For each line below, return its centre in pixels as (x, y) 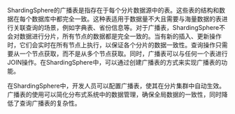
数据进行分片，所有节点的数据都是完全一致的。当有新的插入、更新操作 (120, 36)
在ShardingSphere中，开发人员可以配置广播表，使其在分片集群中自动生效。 (116, 86)
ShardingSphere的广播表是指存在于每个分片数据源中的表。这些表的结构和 (113, 10)
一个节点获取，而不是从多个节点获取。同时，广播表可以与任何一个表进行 (123, 54)
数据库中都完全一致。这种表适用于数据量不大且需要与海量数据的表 (126, 19)
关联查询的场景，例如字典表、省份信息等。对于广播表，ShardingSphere (116, 27)
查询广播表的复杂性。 (50, 103)
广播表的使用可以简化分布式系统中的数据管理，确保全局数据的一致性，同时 (114, 95)
